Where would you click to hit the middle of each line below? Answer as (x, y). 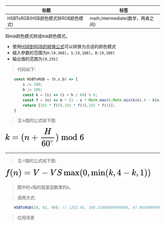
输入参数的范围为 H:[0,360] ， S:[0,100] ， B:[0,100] (64, 53)
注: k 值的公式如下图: (37, 121)
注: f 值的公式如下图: (37, 161)
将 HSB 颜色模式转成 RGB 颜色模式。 (38, 36)
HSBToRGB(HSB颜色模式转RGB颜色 (43, 18)
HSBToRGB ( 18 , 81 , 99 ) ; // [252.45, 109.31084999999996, (72, 208)
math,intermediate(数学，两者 (120, 18)
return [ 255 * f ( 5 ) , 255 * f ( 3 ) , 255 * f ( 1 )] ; (69, 105)
